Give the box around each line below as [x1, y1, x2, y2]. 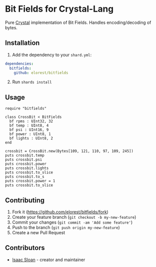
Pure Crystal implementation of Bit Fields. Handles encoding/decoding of [5, 19, 152, 25]
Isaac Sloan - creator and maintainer [12, 257, 86, 263]
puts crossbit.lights [5, 166, 49, 171]
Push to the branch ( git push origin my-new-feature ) [12, 225, 120, 230]
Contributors [5, 244, 45, 252]
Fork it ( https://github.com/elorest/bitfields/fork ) [12, 209, 108, 215]
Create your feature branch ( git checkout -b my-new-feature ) [12, 214, 137, 220]
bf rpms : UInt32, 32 [9, 119, 53, 124]
